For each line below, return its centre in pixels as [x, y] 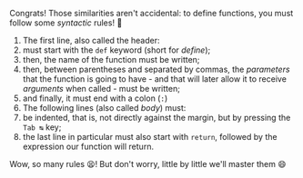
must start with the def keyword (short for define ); [116, 50]
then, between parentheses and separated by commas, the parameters [156, 69]
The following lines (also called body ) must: [104, 108]
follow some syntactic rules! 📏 [66, 23]
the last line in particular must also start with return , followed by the [150, 137]
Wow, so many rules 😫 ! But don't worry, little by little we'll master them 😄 [148, 164]
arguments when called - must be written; [101, 89]
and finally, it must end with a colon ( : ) [95, 98]
